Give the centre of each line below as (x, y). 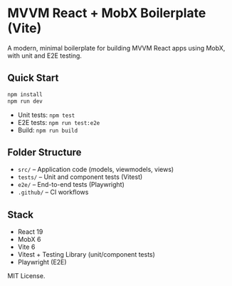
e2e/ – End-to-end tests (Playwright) (71, 185)
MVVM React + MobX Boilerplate (107, 13)
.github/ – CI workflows (53, 192)
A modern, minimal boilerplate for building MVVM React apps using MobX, (116, 48)
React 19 (30, 232)
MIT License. (26, 276)
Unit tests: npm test (46, 115)
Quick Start (33, 78)
